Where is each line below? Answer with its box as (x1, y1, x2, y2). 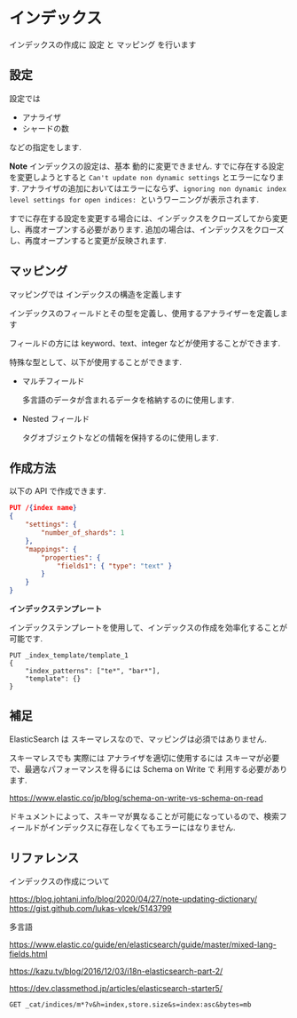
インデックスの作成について (9, 876, 111, 887)
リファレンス (9, 850, 80, 866)
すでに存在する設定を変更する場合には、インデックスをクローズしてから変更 (9, 212, 288, 223)
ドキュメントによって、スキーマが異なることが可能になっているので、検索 (9, 810, 279, 822)
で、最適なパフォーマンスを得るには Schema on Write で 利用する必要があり (9, 763, 288, 774)
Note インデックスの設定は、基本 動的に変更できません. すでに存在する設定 (9, 161, 285, 171)
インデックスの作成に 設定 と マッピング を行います (9, 39, 197, 50)
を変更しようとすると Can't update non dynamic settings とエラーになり (9, 171, 277, 182)
